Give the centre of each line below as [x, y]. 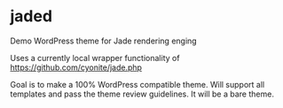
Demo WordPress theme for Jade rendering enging [104, 41]
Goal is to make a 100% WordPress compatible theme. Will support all [138, 84]
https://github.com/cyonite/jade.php [76, 67]
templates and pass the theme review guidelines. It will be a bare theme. [142, 94]
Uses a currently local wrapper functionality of [95, 58]
